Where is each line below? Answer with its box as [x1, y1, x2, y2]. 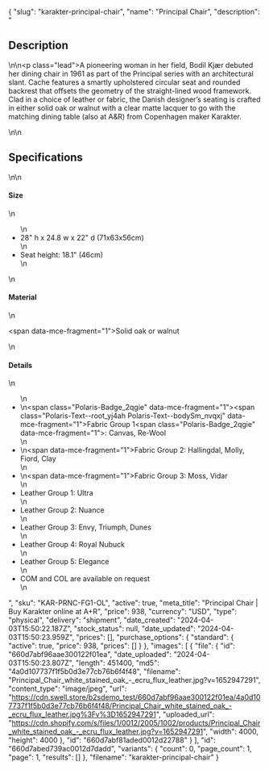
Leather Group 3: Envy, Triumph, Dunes [19, 522, 151, 532]
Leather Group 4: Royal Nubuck [19, 540, 126, 550]
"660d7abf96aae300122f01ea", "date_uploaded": [8, 650, 172, 659]
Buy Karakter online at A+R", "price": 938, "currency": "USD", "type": [8, 607, 238, 617]
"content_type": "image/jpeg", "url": [8, 684, 127, 693]
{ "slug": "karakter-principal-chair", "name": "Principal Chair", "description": [8, 7, 260, 16]
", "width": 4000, [202, 726, 259, 737]
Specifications [8, 151, 83, 165]
